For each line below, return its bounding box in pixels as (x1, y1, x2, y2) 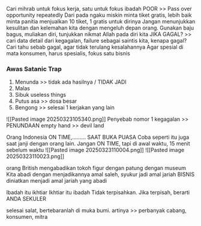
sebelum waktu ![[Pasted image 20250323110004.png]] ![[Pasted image (6, 147, 185, 154)
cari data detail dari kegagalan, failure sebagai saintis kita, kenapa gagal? (6, 37, 187, 44)
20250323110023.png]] (6, 153, 65, 160)
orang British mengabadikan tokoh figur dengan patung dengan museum (6, 165, 186, 172)
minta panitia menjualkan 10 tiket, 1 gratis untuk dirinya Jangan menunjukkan (6, 18, 196, 25)
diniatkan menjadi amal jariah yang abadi (6, 177, 107, 185)
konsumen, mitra (6, 213, 48, 221)
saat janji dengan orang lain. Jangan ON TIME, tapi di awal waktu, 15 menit (6, 140, 190, 147)
